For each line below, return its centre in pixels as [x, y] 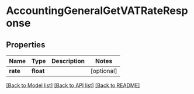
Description [68, 61]
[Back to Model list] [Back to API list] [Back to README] [73, 85]
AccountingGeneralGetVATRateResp [97, 11]
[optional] [104, 71]
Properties [26, 45]
